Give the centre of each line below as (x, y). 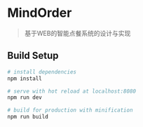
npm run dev (25, 98)
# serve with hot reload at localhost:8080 (72, 91)
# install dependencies (42, 72)
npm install (25, 79)
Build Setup (33, 56)
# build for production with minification (70, 110)
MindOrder (40, 13)
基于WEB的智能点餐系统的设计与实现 (77, 33)
